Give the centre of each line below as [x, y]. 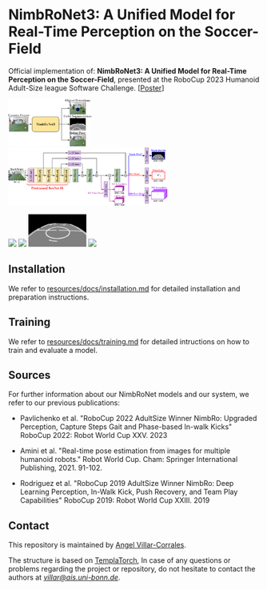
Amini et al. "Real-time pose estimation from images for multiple [125, 451]
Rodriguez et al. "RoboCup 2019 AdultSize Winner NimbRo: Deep [127, 484]
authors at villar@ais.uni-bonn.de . [64, 577]
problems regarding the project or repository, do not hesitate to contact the [132, 569]
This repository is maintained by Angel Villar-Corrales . [97, 545]
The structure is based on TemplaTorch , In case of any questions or [120, 560]
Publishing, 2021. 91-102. [61, 468]
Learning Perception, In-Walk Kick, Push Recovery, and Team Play [129, 492]
